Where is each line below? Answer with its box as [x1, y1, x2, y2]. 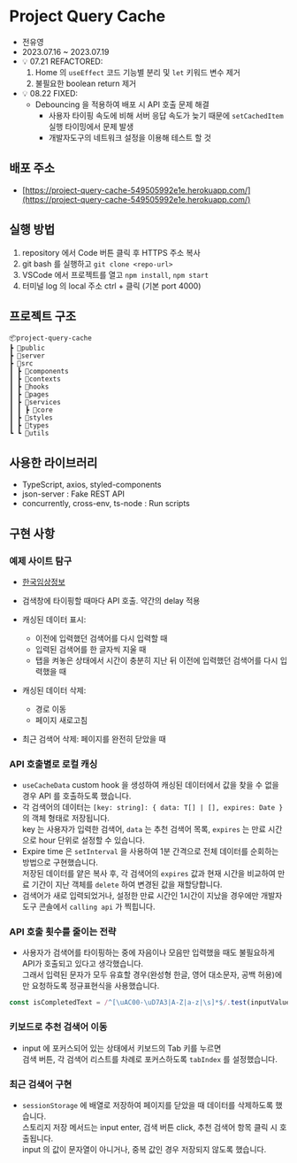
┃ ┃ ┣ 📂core [9, 405, 53, 415]
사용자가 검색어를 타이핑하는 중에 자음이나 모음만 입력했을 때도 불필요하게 [21, 947, 276, 958]
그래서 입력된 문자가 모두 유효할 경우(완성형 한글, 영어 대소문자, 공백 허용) [21, 969, 276, 980]
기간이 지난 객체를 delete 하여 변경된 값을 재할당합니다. [31, 879, 223, 890]
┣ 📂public [9, 343, 46, 353]
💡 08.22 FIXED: [21, 88, 78, 98]
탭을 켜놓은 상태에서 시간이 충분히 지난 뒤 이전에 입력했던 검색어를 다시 [34, 655, 278, 666]
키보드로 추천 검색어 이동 [9, 1021, 108, 1033]
